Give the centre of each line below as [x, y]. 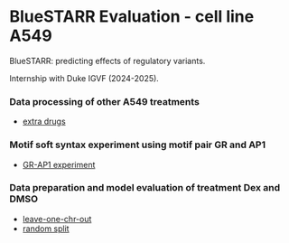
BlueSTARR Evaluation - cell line [132, 17]
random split [46, 229]
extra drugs [44, 121]
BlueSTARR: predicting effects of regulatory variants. [107, 61]
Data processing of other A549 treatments [105, 101]
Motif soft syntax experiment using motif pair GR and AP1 [138, 145]
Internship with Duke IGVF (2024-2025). [84, 78]
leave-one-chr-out [57, 219]
